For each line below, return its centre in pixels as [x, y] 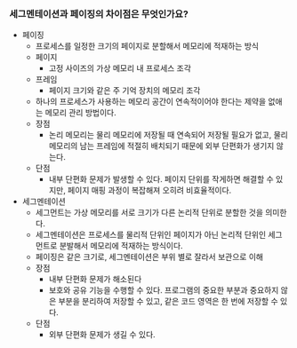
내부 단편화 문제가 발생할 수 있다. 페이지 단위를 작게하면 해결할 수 [161, 179]
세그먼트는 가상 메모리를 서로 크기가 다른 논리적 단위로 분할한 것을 [149, 213]
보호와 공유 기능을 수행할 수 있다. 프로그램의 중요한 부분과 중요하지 [164, 290]
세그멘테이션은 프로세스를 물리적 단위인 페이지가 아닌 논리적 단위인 [151, 235]
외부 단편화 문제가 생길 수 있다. [102, 335]
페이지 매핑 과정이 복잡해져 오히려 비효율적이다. [150, 190]
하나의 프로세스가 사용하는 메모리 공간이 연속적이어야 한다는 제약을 [151, 102]
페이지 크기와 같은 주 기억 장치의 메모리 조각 [124, 91]
